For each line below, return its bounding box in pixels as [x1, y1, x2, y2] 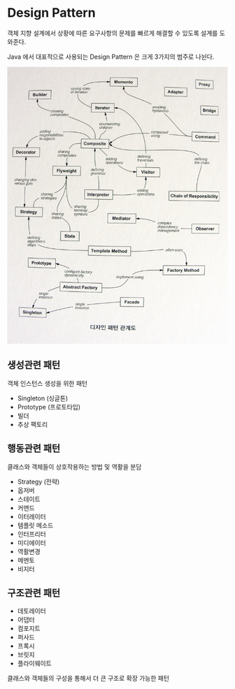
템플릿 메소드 [17, 521, 54, 529]
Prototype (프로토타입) [17, 402, 81, 411]
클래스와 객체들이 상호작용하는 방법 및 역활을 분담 [7, 463, 142, 471]
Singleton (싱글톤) [17, 393, 69, 402]
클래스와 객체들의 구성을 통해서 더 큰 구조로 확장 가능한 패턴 [7, 674, 170, 683]
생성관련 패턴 [7, 359, 61, 371]
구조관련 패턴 [7, 587, 61, 599]
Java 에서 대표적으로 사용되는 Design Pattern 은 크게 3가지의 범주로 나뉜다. [7, 52, 215, 61]
